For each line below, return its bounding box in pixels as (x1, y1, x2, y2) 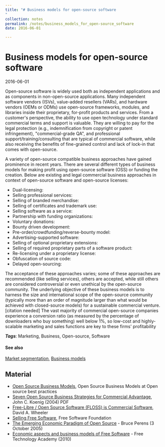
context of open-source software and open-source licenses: (5, 177, 129, 183)
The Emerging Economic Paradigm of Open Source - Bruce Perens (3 (12, 420, 155, 426)
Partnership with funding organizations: (12, 214, 93, 220)
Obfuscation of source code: (12, 256, 71, 262)
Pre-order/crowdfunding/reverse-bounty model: (12, 229, 110, 235)
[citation (5, 308, 22, 314)
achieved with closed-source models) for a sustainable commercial (5, 302, 143, 309)
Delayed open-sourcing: (12, 261, 62, 267)
